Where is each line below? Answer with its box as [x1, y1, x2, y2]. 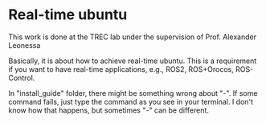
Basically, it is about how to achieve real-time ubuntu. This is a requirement [8, 56, 257, 65]
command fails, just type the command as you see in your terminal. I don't [8, 97, 254, 106]
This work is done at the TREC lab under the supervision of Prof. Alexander [8, 32, 257, 42]
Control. [8, 73, 35, 82]
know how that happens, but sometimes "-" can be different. [8, 105, 209, 115]
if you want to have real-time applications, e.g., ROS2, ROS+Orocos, [8, 64, 235, 73]
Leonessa [8, 40, 41, 50]
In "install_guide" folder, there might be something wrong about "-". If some [8, 88, 258, 97]
